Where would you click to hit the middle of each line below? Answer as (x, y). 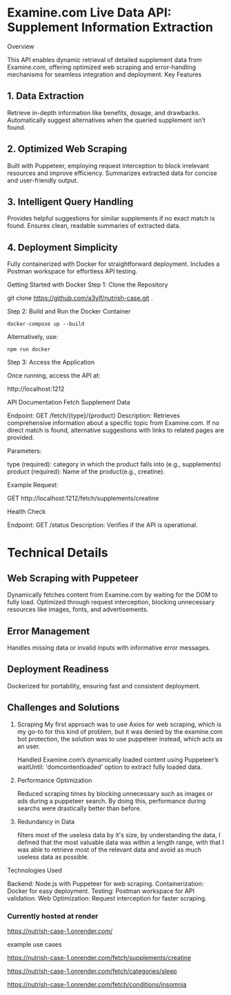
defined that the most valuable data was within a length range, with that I (120, 842)
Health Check (27, 512)
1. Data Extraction (46, 96)
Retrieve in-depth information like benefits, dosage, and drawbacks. (104, 112)
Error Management (49, 631)
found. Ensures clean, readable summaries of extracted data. (94, 226)
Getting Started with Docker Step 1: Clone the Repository (88, 285)
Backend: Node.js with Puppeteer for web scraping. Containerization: (106, 883)
